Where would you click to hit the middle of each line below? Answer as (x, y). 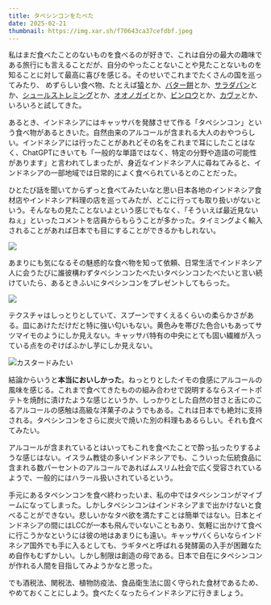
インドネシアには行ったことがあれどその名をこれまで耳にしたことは (135, 143)
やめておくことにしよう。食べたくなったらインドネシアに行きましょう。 (128, 593)
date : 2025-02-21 (38, 23)
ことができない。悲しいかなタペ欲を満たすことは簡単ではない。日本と (139, 515)
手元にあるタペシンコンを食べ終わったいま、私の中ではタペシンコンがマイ (132, 495)
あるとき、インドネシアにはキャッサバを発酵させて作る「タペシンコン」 (128, 123)
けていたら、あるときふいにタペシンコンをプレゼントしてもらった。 (121, 283)
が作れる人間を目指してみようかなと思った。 (83, 565)
